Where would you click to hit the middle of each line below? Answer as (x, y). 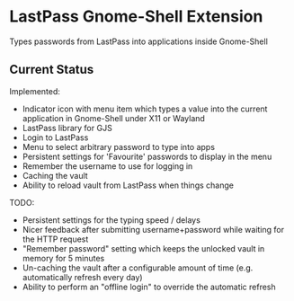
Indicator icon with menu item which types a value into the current (145, 109)
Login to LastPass (55, 137)
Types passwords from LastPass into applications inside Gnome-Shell (138, 41)
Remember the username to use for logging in (107, 166)
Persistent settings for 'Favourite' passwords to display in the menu (147, 156)
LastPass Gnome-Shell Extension (136, 17)
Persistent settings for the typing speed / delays (111, 220)
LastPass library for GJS (67, 128)
